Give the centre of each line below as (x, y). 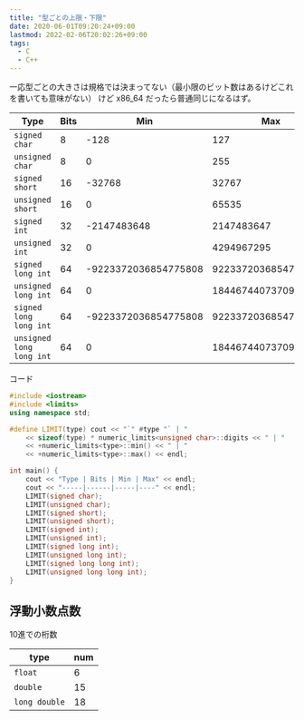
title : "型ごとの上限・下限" (58, 18)
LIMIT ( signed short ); (66, 513)
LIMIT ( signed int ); (62, 530)
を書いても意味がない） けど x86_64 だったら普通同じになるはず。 (133, 98)
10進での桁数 (33, 635)
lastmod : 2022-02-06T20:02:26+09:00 (78, 34)
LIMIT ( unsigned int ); (66, 539)
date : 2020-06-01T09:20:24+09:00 (72, 26)
